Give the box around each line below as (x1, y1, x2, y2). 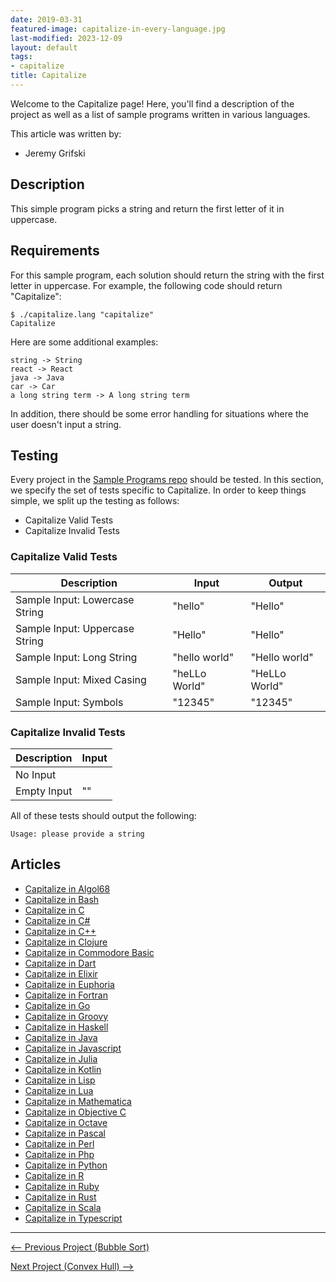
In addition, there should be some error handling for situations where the (10, 407, 309, 420)
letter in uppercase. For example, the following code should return (10, 279, 283, 291)
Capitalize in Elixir (24, 967, 98, 980)
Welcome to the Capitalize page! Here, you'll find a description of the (10, 97, 295, 110)
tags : (10, 52, 33, 62)
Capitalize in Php (24, 1148, 95, 1160)
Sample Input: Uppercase (15, 621, 135, 635)
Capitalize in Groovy (24, 1010, 109, 1022)
